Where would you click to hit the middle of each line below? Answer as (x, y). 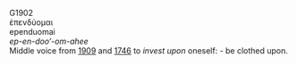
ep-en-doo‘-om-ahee (49, 41)
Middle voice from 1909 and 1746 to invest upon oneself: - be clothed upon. (149, 51)
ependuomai (32, 32)
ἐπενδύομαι (31, 22)
